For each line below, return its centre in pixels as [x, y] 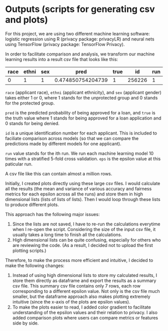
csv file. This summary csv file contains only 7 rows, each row [76, 285]
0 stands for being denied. [32, 123]
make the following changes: [35, 265]
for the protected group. [30, 103]
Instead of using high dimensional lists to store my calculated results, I [85, 275]
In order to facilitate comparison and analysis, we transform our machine [80, 54]
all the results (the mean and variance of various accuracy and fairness [78, 188]
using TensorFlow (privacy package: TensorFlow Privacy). [65, 44]
